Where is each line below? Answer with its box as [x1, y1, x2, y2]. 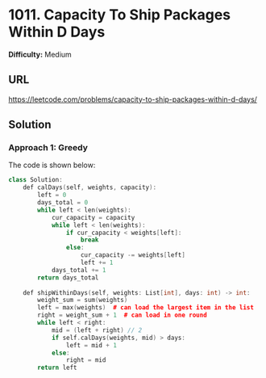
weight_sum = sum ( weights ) [37, 296, 128, 304]
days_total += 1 [51, 266, 106, 274]
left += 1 [80, 258, 114, 267]
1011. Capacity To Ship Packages [8, 6, 231, 24]
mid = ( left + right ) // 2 [51, 325, 143, 334]
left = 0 [37, 191, 67, 199]
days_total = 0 [37, 199, 89, 207]
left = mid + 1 [65, 341, 117, 349]
